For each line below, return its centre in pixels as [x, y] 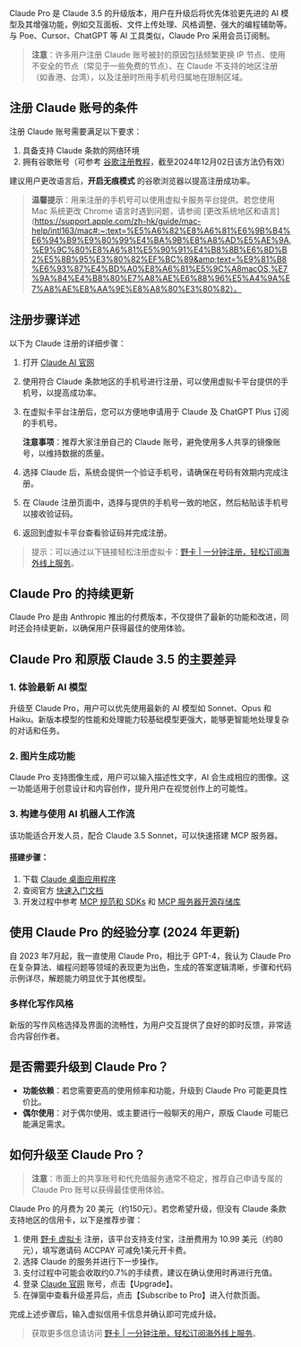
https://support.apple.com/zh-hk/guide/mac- [118, 221]
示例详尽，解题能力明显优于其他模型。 [80, 978]
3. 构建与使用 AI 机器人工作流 [72, 814]
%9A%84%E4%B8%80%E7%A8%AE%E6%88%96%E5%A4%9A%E [161, 278]
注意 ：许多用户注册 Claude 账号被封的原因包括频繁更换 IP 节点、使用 [158, 55]
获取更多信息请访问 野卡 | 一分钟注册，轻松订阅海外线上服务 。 [146, 1333]
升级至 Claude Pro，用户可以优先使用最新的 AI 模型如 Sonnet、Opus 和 [140, 708]
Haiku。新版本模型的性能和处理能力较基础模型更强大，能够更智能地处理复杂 [149, 719]
